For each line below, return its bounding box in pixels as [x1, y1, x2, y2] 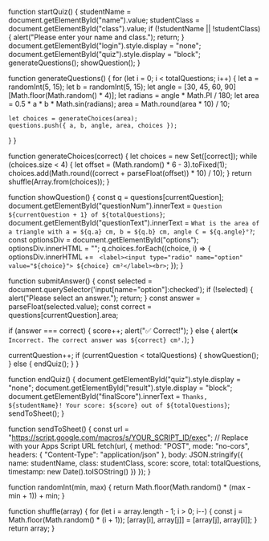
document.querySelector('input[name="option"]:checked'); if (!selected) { [8, 285, 254, 294]
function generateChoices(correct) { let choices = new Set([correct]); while [8, 152, 258, 161]
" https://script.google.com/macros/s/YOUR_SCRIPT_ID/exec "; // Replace [8, 433, 249, 442]
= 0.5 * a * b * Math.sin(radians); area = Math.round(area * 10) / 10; [8, 100, 230, 108]
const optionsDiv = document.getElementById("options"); [8, 235, 199, 244]
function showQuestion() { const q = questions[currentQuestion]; [8, 193, 224, 201]
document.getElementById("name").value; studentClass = [8, 15, 201, 25]
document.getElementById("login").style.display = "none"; [8, 41, 202, 51]
